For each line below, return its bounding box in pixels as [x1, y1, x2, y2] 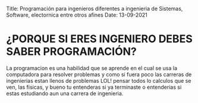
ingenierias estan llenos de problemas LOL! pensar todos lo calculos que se [6, 77, 191, 84]
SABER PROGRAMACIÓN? [6, 45, 137, 58]
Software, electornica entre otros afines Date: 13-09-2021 [6, 11, 147, 18]
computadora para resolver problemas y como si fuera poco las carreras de [6, 71, 192, 78]
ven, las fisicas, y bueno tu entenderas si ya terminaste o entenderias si [6, 83, 182, 90]
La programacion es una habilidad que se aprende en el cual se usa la [6, 64, 177, 71]
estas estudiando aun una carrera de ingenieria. [6, 89, 124, 97]
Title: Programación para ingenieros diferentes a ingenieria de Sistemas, [6, 5, 183, 12]
